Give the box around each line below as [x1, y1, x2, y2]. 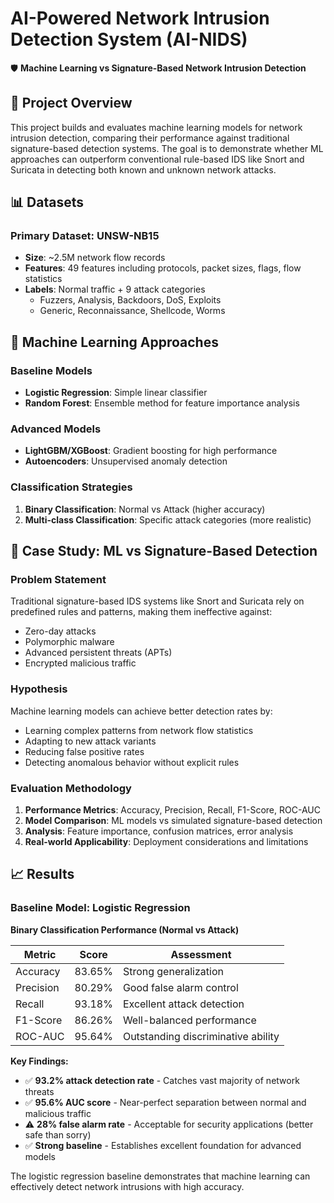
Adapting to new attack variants [24, 735, 157, 747]
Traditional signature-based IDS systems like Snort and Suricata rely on [10, 595, 305, 607]
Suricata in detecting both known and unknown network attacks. [10, 163, 277, 176]
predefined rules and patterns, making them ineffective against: [10, 606, 273, 618]
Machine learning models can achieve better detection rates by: [10, 705, 273, 717]
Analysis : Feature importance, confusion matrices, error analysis [24, 825, 294, 837]
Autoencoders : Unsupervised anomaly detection [24, 455, 228, 467]
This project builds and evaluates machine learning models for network [10, 121, 303, 133]
